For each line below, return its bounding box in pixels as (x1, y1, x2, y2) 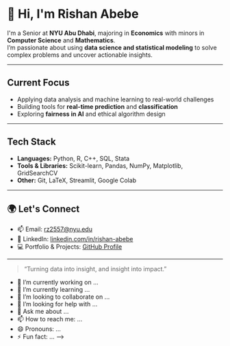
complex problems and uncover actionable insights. (7, 51, 153, 59)
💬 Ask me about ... (16, 308, 69, 316)
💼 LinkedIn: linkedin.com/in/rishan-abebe (16, 235, 133, 243)
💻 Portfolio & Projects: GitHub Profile (16, 243, 123, 251)
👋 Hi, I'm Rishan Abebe (7, 6, 139, 22)
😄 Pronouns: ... (16, 325, 62, 333)
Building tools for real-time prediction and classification (16, 102, 178, 110)
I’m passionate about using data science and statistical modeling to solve (7, 43, 217, 51)
